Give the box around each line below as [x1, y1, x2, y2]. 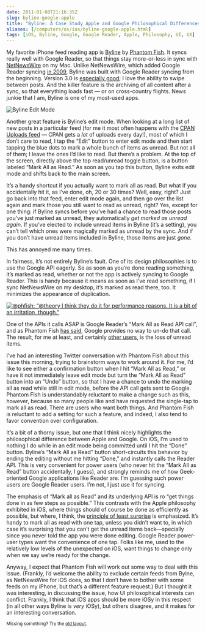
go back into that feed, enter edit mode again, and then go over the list [6, 195, 184, 202]
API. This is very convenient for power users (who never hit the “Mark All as [6, 461, 196, 469]
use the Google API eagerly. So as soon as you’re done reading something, [6, 264, 195, 271]
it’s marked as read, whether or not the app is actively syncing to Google [6, 271, 189, 278]
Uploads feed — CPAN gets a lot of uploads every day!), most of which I [6, 131, 188, 138]
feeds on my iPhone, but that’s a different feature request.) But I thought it [6, 583, 192, 590]
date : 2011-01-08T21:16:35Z [6, 9, 78, 15]
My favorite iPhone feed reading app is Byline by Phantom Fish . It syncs [6, 48, 187, 56]
